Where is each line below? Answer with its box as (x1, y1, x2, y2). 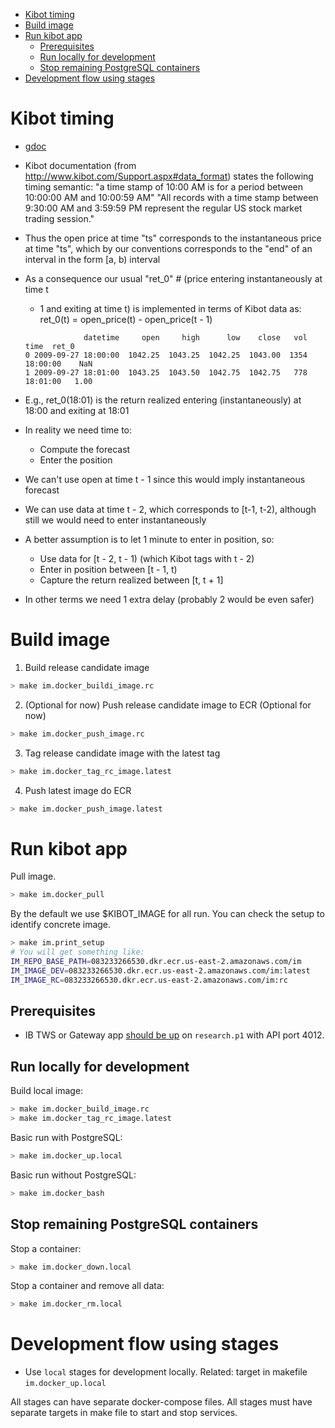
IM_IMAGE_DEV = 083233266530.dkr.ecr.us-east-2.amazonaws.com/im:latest (10, 965, 311, 976)
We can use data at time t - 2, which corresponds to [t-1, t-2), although (24, 503, 317, 515)
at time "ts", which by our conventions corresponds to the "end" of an (24, 242, 313, 254)
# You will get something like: (10, 947, 145, 958)
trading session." (24, 212, 95, 224)
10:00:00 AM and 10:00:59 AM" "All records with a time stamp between (24, 191, 319, 203)
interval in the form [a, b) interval (24, 253, 161, 265)
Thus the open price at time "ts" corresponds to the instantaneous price (24, 232, 322, 244)
